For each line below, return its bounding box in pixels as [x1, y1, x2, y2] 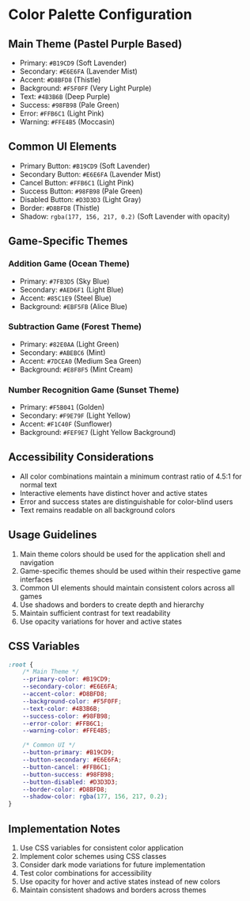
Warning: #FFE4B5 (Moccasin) [19, 117, 116, 126]
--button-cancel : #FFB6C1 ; [22, 763, 112, 771]
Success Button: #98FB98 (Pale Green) [19, 186, 143, 196]
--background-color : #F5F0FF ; [22, 697, 123, 705]
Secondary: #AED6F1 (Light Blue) [19, 284, 124, 294]
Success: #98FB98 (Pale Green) [19, 101, 120, 109]
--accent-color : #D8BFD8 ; [22, 690, 108, 698]
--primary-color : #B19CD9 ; [22, 675, 112, 683]
